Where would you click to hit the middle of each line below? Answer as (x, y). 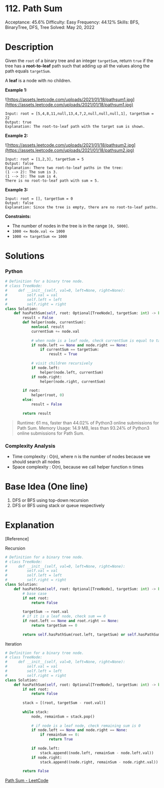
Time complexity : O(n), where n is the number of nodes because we (81, 456)
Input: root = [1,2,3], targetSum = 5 (44, 159)
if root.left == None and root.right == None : (71, 621)
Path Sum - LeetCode (27, 781)
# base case (35, 593)
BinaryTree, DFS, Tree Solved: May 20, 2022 (50, 27)
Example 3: (17, 189)
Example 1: (16, 90)
